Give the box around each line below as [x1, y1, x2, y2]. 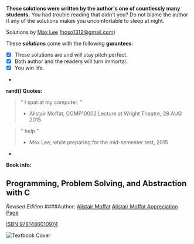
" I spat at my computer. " [20, 99, 83, 106]
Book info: [6, 162, 32, 169]
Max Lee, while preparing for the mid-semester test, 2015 [29, 139, 168, 146]
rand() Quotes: [6, 88, 43, 95]
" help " [20, 128, 39, 135]
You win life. [14, 64, 45, 72]
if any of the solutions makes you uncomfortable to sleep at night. [6, 18, 165, 24]
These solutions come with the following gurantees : [6, 40, 134, 47]
